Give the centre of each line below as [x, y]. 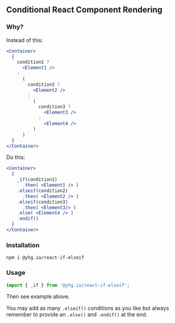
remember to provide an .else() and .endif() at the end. [77, 315]
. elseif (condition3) [43, 202]
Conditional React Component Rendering [85, 10]
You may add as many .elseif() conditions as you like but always [88, 308]
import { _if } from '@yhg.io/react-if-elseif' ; [68, 285]
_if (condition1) [37, 180]
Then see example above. [38, 297]
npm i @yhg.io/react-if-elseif [45, 258]
